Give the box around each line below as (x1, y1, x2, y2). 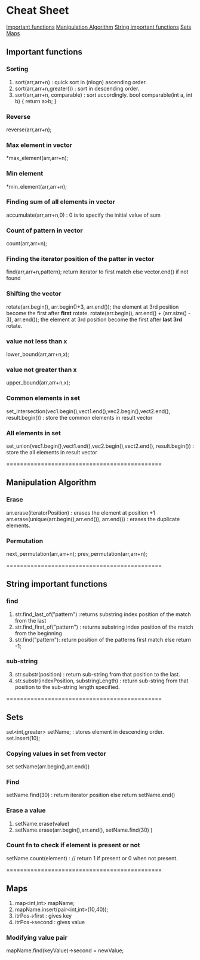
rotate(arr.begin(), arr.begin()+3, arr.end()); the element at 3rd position (6, 303, 179, 310)
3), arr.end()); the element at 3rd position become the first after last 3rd (6, 316, 182, 323)
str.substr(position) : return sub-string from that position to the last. (14, 670, 180, 678)
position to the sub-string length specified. (14, 683, 121, 690)
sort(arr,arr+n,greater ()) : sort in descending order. (14, 85, 140, 92)
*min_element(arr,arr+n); (6, 183, 67, 190)
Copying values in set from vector (6, 749, 106, 758)
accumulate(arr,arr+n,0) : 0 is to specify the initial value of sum (6, 211, 161, 219)
